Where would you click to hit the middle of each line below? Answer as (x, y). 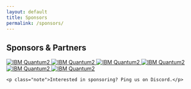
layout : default (27, 12)
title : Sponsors (27, 18)
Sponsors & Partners (47, 48)
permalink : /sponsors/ (35, 23)
